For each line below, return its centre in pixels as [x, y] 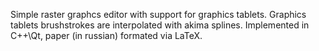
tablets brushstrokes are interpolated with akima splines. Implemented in [160, 25]
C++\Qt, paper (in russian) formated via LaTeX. [106, 35]
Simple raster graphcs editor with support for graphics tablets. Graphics [158, 14]
